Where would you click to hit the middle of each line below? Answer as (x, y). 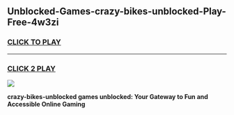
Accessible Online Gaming (46, 104)
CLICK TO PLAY (34, 43)
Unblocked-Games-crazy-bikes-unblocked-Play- (117, 11)
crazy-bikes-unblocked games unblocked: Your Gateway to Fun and (108, 96)
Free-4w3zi (33, 23)
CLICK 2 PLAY (31, 68)
